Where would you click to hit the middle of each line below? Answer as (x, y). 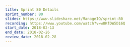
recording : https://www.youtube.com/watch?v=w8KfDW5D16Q (65, 23)
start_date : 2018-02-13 (30, 28)
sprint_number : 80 (24, 14)
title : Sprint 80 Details (32, 10)
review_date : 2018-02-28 (31, 37)
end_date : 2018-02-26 (28, 32)
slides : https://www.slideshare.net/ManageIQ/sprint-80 (64, 19)
